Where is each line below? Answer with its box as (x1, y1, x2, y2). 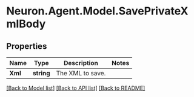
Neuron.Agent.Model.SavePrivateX (6, 4, 189, 18)
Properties (6, 41, 47, 51)
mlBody (6, 17, 46, 31)
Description (63, 59, 98, 67)
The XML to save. (56, 69, 106, 77)
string (32, 69, 50, 77)
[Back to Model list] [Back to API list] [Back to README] (6, 84, 145, 92)
